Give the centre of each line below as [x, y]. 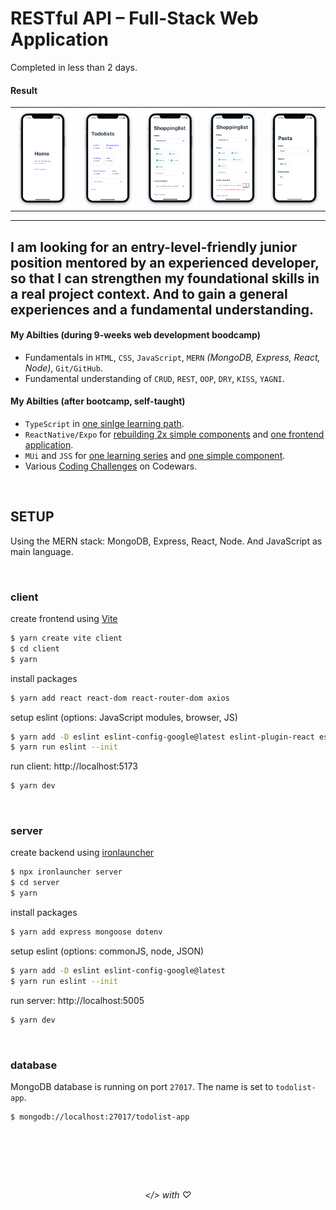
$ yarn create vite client [66, 638]
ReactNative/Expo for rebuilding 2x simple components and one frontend [174, 434]
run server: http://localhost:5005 [77, 1000]
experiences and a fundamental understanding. [162, 309]
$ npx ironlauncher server [66, 872]
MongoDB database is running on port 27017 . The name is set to [142, 1086]
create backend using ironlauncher [82, 853]
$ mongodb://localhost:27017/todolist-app [100, 1117]
